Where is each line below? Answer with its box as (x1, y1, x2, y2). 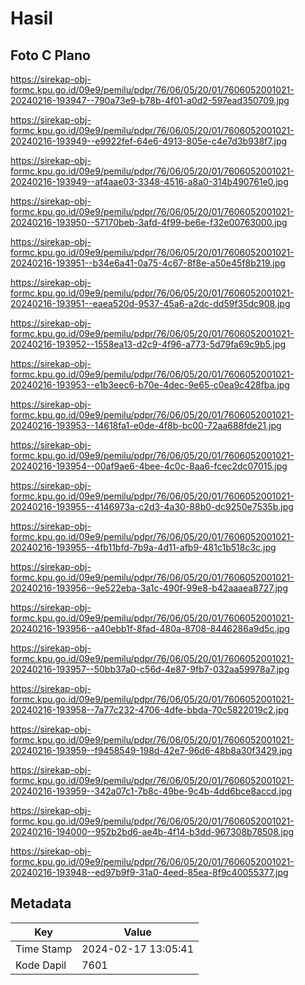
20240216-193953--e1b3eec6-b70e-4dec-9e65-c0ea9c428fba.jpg (10, 379, 290, 391)
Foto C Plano (10, 47, 91, 64)
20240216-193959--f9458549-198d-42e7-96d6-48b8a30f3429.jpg (10, 745, 293, 756)
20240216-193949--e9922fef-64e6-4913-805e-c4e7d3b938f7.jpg (10, 135, 288, 147)
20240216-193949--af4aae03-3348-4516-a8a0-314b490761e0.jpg (10, 176, 289, 187)
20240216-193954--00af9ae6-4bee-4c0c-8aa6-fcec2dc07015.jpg (10, 460, 288, 472)
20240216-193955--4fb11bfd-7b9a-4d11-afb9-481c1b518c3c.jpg (10, 542, 277, 553)
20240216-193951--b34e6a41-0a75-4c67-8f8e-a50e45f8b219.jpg (10, 257, 286, 269)
